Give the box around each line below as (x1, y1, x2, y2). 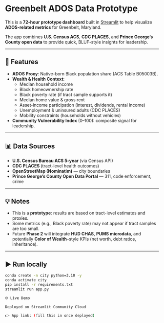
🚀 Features (5, 58, 39, 66)
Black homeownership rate (19, 86, 74, 92)
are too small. (12, 226, 40, 231)
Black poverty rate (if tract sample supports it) (19, 92, 112, 97)
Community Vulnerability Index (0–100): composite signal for (12, 117, 137, 123)
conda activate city (5, 277, 47, 283)
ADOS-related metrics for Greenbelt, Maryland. (5, 24, 102, 30)
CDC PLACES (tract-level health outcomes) (12, 162, 99, 169)
